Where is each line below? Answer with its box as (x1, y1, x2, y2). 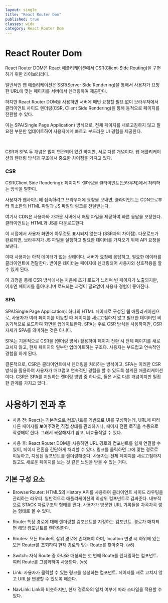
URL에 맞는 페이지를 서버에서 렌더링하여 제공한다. (10, 88, 108, 94)
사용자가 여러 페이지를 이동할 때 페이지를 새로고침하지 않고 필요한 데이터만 (12, 314, 156, 320)
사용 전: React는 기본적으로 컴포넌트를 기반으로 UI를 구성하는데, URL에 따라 (12, 417, 160, 423)
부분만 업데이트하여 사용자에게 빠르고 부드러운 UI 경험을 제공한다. (14, 129, 142, 135)
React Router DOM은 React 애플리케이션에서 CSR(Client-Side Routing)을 (5, 65, 152, 71)
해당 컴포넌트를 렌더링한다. (18, 525, 71, 531)
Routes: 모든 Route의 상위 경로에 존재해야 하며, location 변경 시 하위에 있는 (12, 536, 160, 542)
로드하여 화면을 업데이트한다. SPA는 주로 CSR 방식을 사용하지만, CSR (27, 321, 162, 327)
